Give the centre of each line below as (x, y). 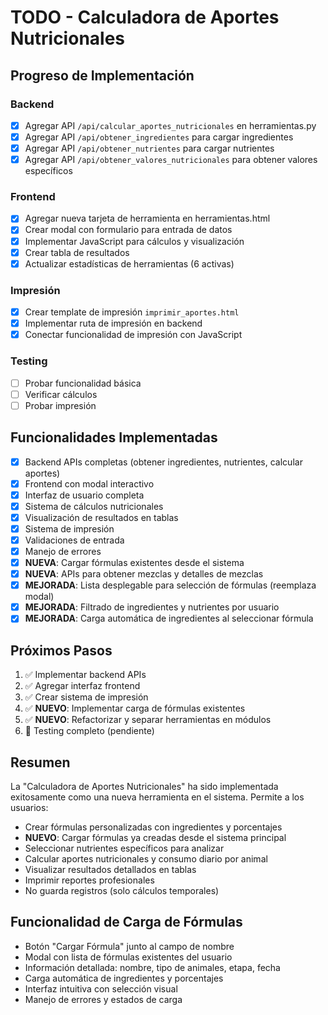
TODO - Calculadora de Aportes (145, 17)
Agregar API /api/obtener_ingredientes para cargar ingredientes (159, 137)
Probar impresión (60, 405)
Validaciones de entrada (74, 540)
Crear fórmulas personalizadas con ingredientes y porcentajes (153, 827)
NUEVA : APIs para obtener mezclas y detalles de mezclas (144, 574)
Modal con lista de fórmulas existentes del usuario (128, 957)
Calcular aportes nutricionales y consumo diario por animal (146, 858)
